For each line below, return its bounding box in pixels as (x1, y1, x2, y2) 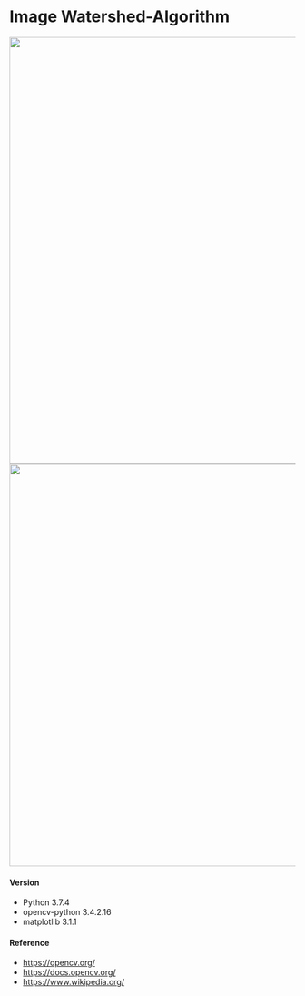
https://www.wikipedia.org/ (22, 977, 125, 988)
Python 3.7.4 (22, 897, 70, 908)
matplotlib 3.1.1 (22, 916, 77, 928)
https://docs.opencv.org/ (22, 967, 116, 978)
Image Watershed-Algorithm (9, 6, 230, 27)
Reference (9, 937, 50, 948)
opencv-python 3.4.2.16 (22, 907, 112, 918)
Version (9, 877, 40, 888)
